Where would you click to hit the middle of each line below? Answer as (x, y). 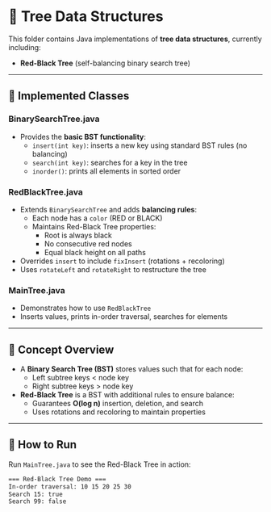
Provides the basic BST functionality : (83, 136)
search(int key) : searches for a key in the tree (110, 162)
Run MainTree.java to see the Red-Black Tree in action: (100, 464)
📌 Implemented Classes (69, 96)
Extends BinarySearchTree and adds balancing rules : (108, 209)
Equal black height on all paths (95, 252)
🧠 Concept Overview (61, 349)
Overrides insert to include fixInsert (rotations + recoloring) (123, 261)
